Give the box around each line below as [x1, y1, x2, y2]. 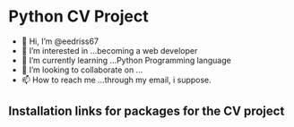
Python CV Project [8, 6, 149, 27]
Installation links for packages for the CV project [8, 104, 285, 119]
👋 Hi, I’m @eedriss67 [21, 36, 99, 47]
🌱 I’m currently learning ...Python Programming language [21, 55, 232, 65]
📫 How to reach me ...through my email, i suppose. [21, 74, 212, 85]
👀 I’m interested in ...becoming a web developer [21, 45, 198, 55]
